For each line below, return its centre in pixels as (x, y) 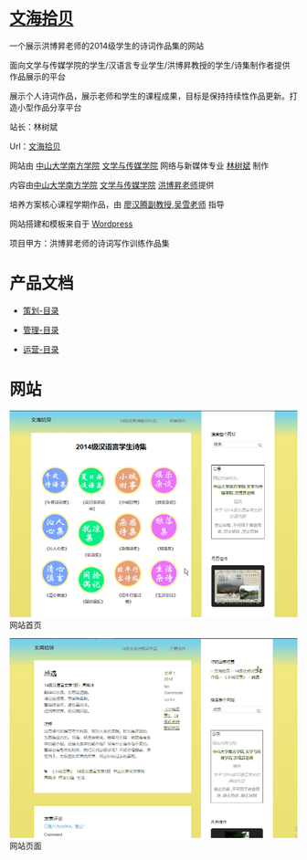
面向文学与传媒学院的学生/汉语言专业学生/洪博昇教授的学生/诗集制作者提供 (150, 65)
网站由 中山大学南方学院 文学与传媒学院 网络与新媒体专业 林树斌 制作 (139, 165)
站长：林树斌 (33, 126)
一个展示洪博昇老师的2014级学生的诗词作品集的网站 (107, 46)
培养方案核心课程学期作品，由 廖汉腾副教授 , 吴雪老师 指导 (117, 204)
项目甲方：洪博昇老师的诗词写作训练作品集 (90, 243)
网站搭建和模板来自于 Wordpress (71, 224)
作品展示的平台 (37, 76)
